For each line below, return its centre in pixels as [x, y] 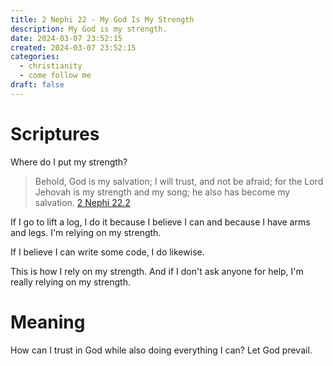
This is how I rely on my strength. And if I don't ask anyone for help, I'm [157, 271]
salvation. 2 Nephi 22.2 [82, 202]
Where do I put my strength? [69, 162]
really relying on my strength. [70, 282]
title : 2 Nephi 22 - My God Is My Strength [102, 19]
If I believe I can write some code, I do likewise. [107, 252]
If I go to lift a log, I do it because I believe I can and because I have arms [160, 222]
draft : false [37, 85]
